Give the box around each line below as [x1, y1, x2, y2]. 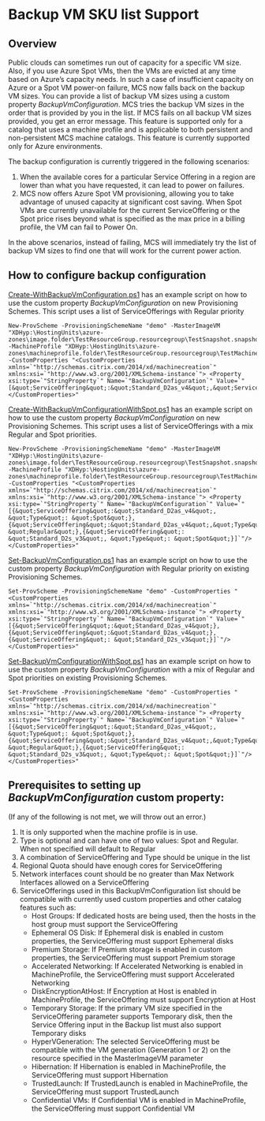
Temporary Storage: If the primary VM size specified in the [31, 1003, 222, 1012]
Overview [8, 37, 58, 50]
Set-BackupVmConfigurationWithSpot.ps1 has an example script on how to [8, 656, 251, 665]
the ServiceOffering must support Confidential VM [31, 1104, 196, 1113]
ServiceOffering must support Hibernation [31, 1070, 168, 1079]
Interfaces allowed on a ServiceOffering [19, 877, 150, 887]
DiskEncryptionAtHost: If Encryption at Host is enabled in [31, 986, 217, 996]
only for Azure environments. [8, 142, 103, 151]
